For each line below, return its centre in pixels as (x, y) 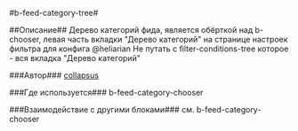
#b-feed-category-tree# (54, 13)
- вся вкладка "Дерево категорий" (75, 58)
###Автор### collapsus (54, 75)
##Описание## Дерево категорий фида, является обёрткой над (131, 30)
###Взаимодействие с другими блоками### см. (102, 109)
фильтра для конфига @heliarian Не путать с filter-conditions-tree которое (149, 49)
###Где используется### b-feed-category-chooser (106, 92)
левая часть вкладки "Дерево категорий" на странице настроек (165, 39)
